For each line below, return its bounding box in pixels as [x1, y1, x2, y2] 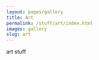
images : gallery [6, 25, 47, 32]
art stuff [6, 48, 26, 55]
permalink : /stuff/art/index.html [6, 20, 94, 26]
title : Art [6, 15, 34, 21]
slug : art [6, 32, 31, 38]
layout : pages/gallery [6, 8, 63, 15]
